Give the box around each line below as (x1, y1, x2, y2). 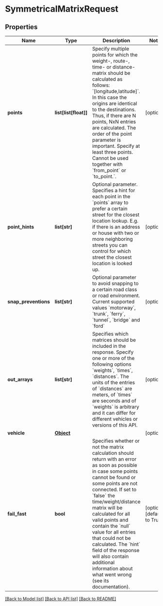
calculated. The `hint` (92, 541, 141, 548)
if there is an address (92, 224, 140, 230)
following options (92, 361, 132, 368)
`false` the (92, 492, 115, 499)
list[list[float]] (54, 109, 88, 116)
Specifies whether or (92, 438, 140, 444)
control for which (92, 248, 131, 254)
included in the (92, 343, 126, 349)
